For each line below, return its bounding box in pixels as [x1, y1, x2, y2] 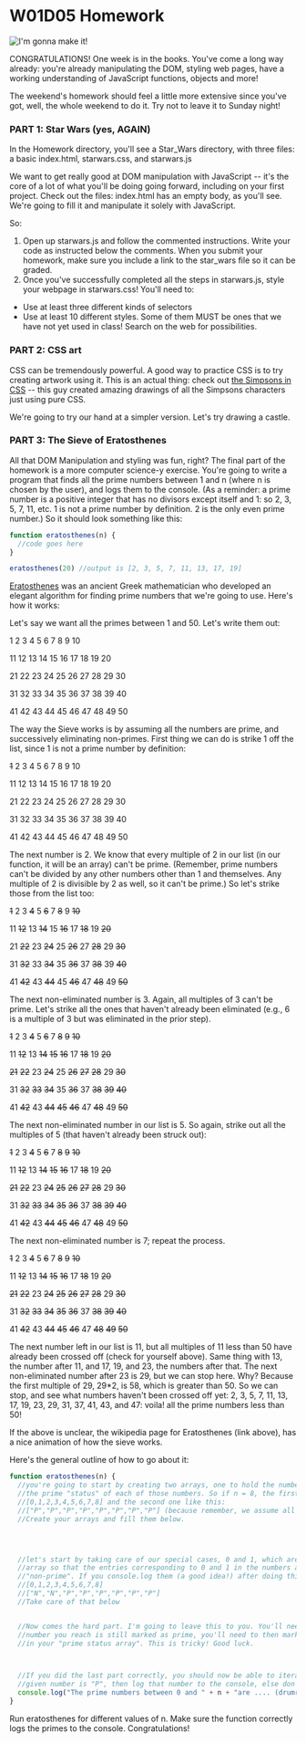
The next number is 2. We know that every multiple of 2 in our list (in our [9, 850, 280, 861]
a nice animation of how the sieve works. [9, 1436, 163, 1447]
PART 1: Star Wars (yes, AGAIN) [9, 122, 151, 135]
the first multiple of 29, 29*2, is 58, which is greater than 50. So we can [9, 1380, 279, 1392]
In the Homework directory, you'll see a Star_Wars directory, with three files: [9, 143, 295, 155]
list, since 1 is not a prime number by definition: [9, 743, 187, 754]
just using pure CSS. [9, 393, 87, 404]
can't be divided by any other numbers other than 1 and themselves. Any [9, 869, 282, 880]
